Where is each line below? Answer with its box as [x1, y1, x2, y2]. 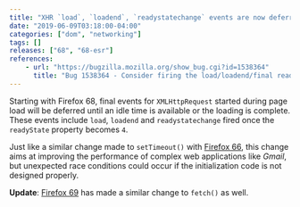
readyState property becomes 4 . [9, 124, 129, 135]
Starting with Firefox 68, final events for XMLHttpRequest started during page [9, 95, 288, 106]
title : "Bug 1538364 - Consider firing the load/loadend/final [32, 71, 274, 80]
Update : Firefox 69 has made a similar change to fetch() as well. [9, 186, 249, 197]
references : [9, 54, 54, 63]
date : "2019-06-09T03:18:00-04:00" [9, 21, 142, 30]
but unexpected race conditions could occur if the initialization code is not [9, 160, 282, 170]
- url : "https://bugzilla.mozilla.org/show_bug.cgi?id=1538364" [25, 63, 270, 72]
